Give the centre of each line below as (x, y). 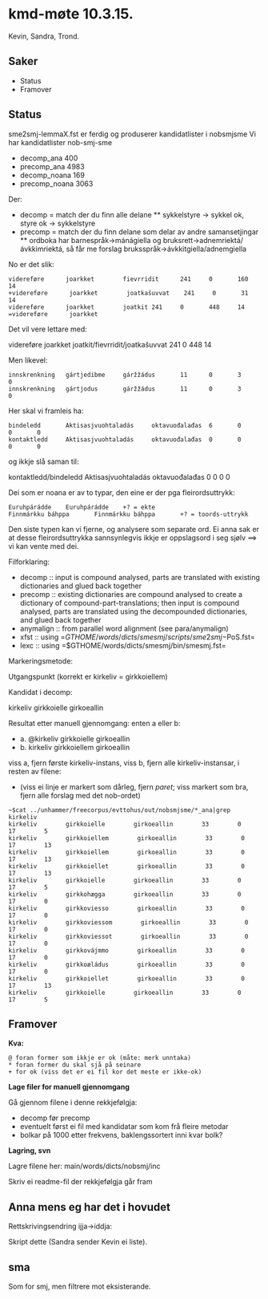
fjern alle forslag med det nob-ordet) (80, 795)
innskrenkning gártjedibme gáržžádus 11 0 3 (125, 375)
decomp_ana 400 (49, 158)
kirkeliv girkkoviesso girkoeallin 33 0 (127, 908)
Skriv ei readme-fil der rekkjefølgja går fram (80, 1182)
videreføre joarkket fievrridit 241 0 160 (128, 279)
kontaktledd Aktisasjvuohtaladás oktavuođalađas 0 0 (125, 439)
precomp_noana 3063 (56, 183)
